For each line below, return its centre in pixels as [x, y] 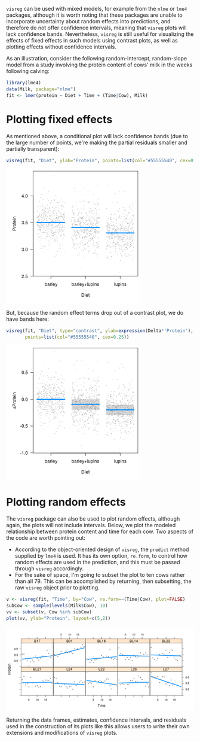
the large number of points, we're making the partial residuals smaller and [97, 142]
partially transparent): [33, 148]
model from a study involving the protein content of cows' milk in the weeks [99, 65]
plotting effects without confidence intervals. [61, 47]
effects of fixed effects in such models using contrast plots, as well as [92, 40]
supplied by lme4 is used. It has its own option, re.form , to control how [101, 556]
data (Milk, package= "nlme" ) [41, 89]
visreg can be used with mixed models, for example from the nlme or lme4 [97, 9]
